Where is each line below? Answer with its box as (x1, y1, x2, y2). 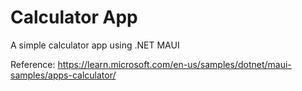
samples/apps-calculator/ (10, 69, 117, 81)
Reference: (10, 58, 56, 70)
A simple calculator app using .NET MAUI (10, 39, 180, 51)
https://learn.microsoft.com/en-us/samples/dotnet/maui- (57, 58, 292, 70)
